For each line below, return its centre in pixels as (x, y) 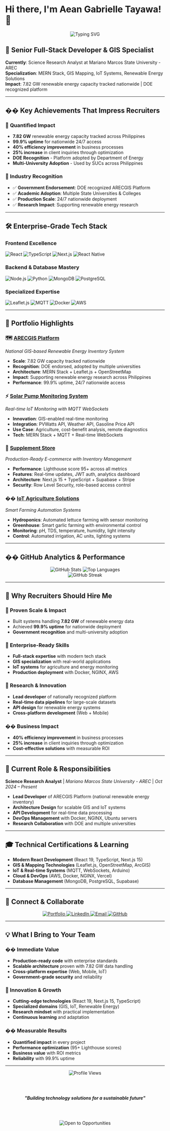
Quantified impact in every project (49, 1042)
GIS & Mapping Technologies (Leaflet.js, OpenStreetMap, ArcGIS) (81, 865)
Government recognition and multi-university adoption (70, 632)
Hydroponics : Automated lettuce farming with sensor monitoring (80, 520)
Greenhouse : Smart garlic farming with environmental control (77, 525)
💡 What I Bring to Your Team (50, 934)
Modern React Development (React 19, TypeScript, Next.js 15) (78, 859)
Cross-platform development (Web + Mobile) (60, 713)
